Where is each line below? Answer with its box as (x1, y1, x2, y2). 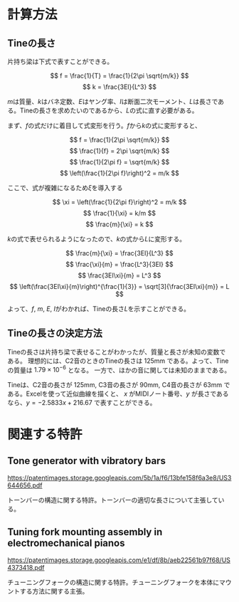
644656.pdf (7, 481, 43, 490)
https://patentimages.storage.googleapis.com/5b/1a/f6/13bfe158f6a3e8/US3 (7, 474, 232, 482)
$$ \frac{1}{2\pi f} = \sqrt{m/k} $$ (69, 158, 170, 166)
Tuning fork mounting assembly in (7, 526, 163, 538)
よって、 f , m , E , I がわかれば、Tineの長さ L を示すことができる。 (7, 305, 191, 313)
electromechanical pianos (7, 537, 125, 549)
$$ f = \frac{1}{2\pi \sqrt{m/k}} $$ (69, 136, 170, 144)
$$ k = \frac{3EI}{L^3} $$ (82, 83, 156, 91)
